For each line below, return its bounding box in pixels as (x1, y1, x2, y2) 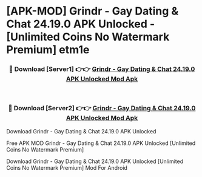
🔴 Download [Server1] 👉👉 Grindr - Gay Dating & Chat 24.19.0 (8, 65, 195, 73)
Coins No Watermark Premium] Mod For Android (6, 164, 127, 171)
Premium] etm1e (6, 43, 90, 57)
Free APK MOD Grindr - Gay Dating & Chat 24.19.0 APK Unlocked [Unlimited (6, 139, 196, 147)
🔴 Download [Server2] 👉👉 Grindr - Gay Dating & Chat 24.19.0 (8, 104, 196, 113)
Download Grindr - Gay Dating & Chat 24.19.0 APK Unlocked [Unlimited (6, 158, 184, 165)
